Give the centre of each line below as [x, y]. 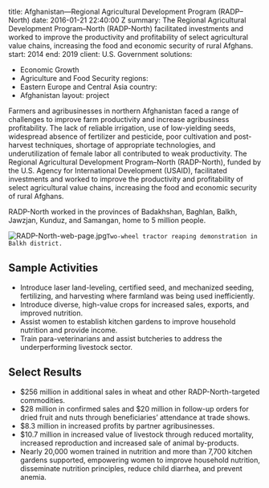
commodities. [43, 400]
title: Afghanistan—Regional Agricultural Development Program [112, 12]
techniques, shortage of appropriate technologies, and [125, 145]
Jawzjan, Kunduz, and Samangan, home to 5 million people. [107, 220]
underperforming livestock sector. [76, 347]
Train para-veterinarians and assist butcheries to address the [121, 338]
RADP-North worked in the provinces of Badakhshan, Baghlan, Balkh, [123, 211]
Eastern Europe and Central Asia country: [89, 87]
